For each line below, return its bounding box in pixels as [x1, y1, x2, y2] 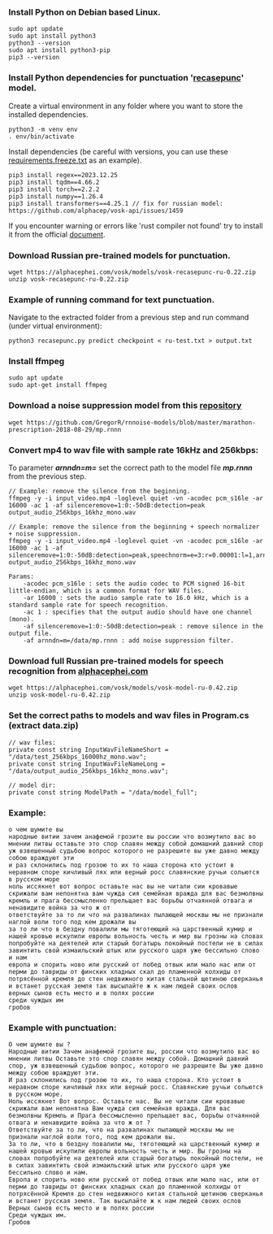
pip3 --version [8, 54, 60, 62]
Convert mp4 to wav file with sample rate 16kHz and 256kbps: [8, 444, 259, 455]
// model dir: [8, 781, 57, 789]
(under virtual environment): [8, 321, 103, 331]
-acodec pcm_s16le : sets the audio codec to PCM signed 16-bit [23, 580, 245, 588]
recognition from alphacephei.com [8, 666, 149, 676]
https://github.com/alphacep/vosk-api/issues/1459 [8, 206, 184, 215]
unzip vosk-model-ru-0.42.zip [8, 691, 111, 699]
